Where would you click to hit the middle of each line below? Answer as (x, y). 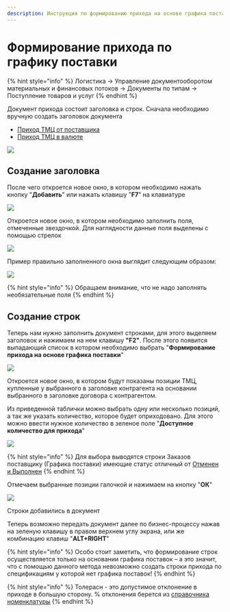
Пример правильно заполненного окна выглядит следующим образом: (112, 262)
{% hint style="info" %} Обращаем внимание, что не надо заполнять (107, 288)
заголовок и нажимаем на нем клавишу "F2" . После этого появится (107, 341)
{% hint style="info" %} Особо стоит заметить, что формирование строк (112, 552)
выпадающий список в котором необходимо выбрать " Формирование (111, 347)
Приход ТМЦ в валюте (50, 136)
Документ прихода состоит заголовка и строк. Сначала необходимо (108, 109)
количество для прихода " (46, 431)
